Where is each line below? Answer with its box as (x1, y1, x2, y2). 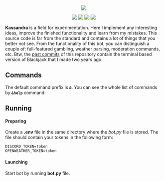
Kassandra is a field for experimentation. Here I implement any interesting (5, 24, 158, 30)
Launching (5, 159, 28, 165)
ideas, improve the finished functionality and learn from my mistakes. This (5, 30, 157, 36)
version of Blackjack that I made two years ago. (5, 56, 103, 62)
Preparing (5, 118, 26, 124)
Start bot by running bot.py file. (5, 170, 70, 176)
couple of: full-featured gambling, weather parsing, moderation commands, (5, 46, 161, 51)
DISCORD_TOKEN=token (5, 144, 48, 149)
